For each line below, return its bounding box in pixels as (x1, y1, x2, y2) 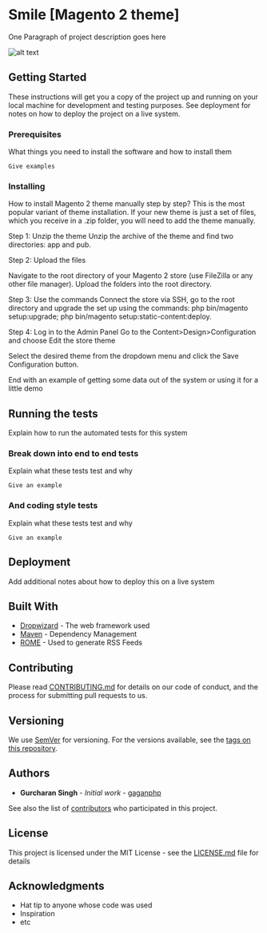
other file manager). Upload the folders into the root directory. (8, 280, 212, 289)
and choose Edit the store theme (8, 335, 116, 345)
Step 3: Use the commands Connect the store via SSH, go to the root (8, 295, 236, 304)
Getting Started (8, 70, 87, 85)
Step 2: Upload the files (8, 256, 86, 265)
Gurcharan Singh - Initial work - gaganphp (19, 788, 161, 797)
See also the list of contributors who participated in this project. (8, 803, 218, 812)
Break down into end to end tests (8, 448, 139, 459)
